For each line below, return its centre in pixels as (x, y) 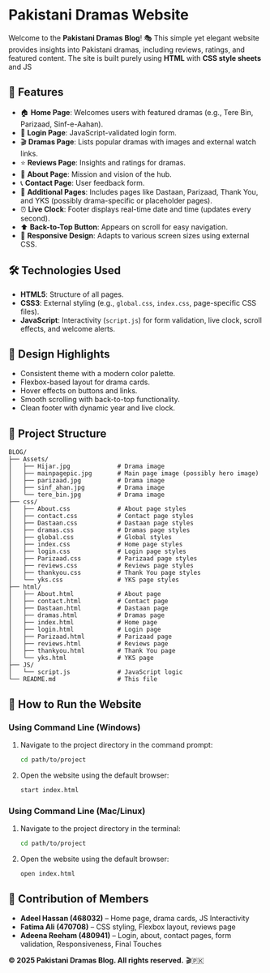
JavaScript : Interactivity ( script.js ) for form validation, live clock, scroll (141, 320)
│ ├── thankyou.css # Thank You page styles (105, 573)
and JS (20, 66)
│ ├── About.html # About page (85, 594)
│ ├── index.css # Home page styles (96, 545)
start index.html (49, 790)
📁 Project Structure (58, 433)
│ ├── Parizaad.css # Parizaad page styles (103, 559)
